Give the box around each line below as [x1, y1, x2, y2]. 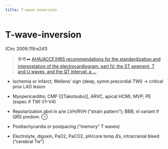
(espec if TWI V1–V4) [12, 98, 56, 104]
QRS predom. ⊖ [12, 113, 48, 119]
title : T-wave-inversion [5, 7, 57, 13]
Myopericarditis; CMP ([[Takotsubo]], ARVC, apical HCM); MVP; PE [12, 93, 151, 99]
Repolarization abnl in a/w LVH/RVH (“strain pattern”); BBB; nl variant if [12, 108, 159, 114]
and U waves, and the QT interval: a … [17, 68, 97, 74]
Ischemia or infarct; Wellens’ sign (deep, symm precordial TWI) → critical [12, 78, 163, 84]
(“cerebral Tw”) [12, 138, 44, 144]
